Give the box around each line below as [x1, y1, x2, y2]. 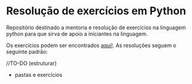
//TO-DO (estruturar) [6, 60, 57, 67]
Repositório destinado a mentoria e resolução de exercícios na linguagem [6, 24, 186, 31]
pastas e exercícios [14, 71, 62, 78]
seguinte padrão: [6, 48, 48, 55]
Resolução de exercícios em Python [6, 4, 186, 18]
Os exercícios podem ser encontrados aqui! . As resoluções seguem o [6, 42, 177, 49]
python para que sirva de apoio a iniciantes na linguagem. [6, 30, 148, 37]
